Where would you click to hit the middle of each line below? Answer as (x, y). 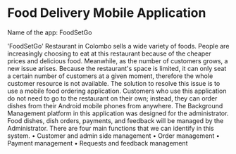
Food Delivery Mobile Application (107, 13)
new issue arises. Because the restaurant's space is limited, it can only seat (117, 68)
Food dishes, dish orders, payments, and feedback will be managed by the (116, 120)
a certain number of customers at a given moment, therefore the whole (110, 76)
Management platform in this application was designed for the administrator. (118, 113)
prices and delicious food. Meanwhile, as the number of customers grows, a (118, 60)
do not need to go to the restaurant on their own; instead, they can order (112, 98)
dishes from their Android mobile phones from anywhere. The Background (115, 105)
